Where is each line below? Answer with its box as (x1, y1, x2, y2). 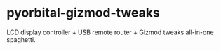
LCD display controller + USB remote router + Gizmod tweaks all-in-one (6, 28, 215, 36)
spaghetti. (6, 35, 36, 43)
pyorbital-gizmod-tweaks (6, 5, 161, 21)
